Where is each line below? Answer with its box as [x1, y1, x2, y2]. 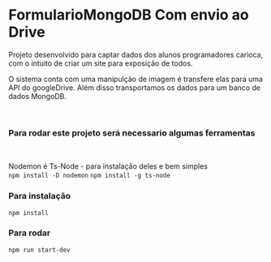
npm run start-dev [8, 246, 71, 254]
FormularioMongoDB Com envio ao [8, 6, 249, 24]
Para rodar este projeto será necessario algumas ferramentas [8, 127, 256, 139]
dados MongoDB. [8, 91, 67, 101]
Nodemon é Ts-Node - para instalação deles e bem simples [8, 161, 209, 171]
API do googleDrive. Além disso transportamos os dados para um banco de [8, 83, 261, 92]
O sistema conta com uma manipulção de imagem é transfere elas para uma [8, 74, 264, 84]
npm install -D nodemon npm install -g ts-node [8, 172, 170, 180]
